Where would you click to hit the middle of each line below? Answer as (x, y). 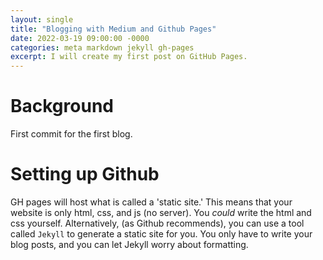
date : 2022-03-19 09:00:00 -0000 (80, 38)
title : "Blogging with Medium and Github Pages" (113, 29)
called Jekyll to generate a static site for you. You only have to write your (161, 234)
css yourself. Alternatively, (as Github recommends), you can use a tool (157, 223)
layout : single (42, 19)
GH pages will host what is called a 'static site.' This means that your (151, 202)
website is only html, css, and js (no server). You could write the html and (161, 212)
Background (62, 106)
